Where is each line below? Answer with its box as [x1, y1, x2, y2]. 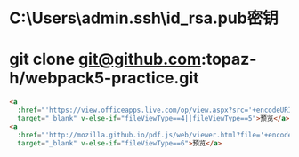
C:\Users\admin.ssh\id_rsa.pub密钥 [9, 8, 279, 28]
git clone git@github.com [9, 50, 202, 69]
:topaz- [200, 50, 257, 69]
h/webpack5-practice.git [9, 68, 199, 89]
